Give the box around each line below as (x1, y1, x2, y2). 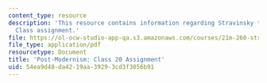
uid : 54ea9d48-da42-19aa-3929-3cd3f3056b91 (8, 63, 155, 71)
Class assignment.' (15, 26, 80, 34)
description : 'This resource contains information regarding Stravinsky (8, 19, 254, 27)
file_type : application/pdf (8, 41, 102, 49)
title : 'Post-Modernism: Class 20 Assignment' (8, 56, 165, 64)
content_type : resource (8, 11, 87, 20)
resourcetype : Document (8, 48, 87, 56)
